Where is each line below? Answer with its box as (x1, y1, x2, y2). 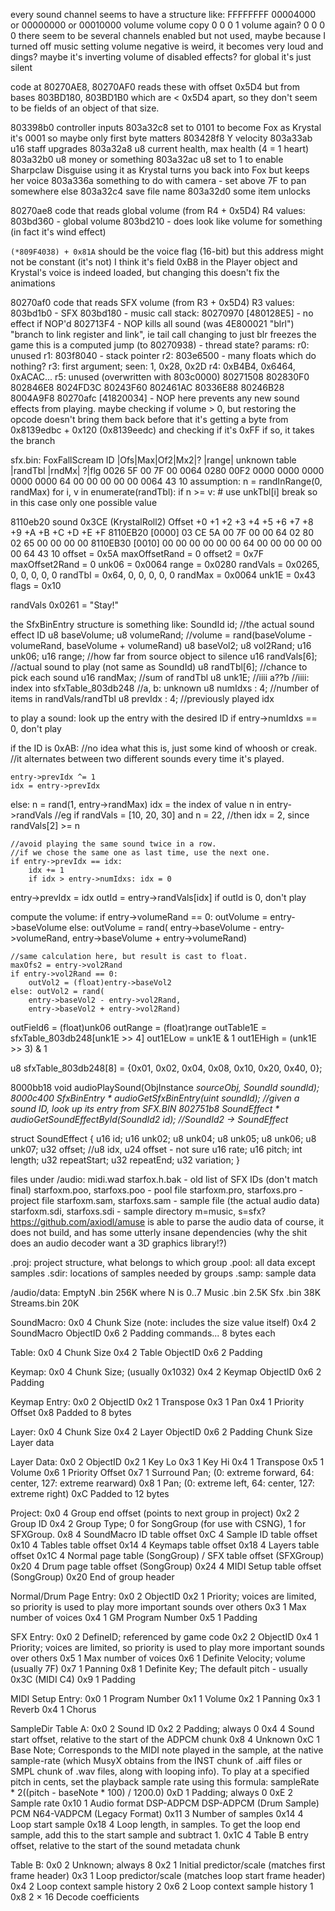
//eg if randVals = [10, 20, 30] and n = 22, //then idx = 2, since (54, 809, 310, 821)
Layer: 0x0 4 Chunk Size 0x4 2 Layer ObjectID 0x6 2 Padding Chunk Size (10, 1426, 313, 1438)
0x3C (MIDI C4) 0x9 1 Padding (10, 1674, 136, 1685)
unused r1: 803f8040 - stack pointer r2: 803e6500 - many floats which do (10, 350, 317, 361)
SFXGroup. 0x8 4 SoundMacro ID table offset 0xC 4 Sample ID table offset (10, 1529, 318, 1540)
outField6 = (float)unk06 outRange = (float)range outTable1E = (10, 1022, 267, 1033)
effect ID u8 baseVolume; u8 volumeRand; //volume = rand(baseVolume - (10, 629, 313, 641)
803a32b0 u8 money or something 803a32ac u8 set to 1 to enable (10, 154, 284, 165)
